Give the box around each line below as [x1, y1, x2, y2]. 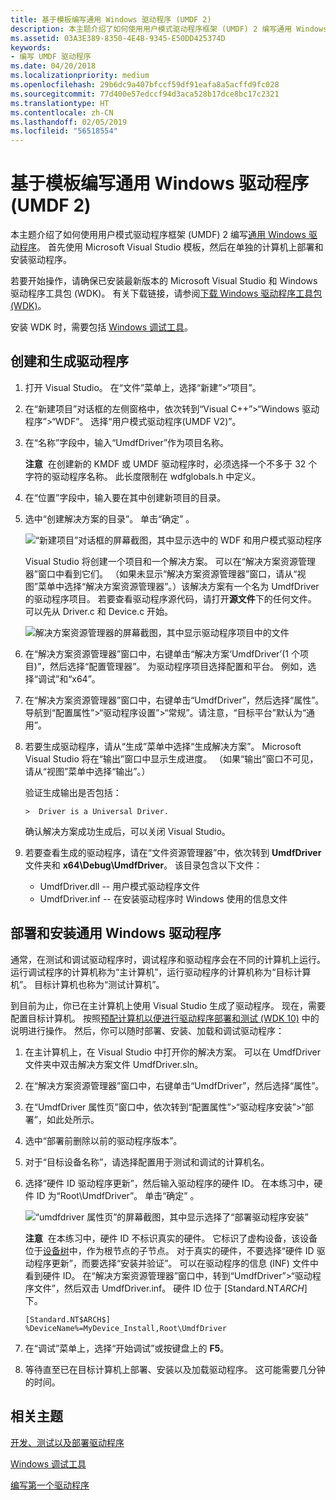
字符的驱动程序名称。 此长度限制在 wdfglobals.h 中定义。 [24, 470, 262, 482]
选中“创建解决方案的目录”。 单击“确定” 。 [24, 512, 195, 525]
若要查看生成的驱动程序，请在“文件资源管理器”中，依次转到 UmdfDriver [24, 846, 322, 858]
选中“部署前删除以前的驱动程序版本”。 [24, 1134, 183, 1146]
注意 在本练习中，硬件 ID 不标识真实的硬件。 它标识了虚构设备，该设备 [24, 1232, 318, 1244]
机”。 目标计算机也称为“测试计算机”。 [10, 978, 165, 990]
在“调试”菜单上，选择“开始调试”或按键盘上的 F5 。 [24, 1342, 230, 1354]
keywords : [10, 42, 52, 53]
